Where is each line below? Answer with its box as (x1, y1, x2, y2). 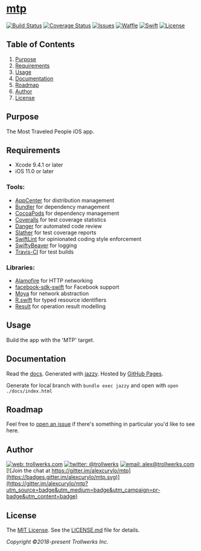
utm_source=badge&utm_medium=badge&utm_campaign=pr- (6, 486, 161, 493)
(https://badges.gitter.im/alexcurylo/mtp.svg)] (6, 473, 120, 481)
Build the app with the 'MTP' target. (6, 336, 95, 343)
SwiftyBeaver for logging (14, 242, 77, 249)
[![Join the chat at (6, 467, 51, 474)
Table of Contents (6, 39, 75, 50)
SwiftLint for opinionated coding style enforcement (14, 235, 142, 242)
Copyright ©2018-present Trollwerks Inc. (6, 538, 109, 546)
